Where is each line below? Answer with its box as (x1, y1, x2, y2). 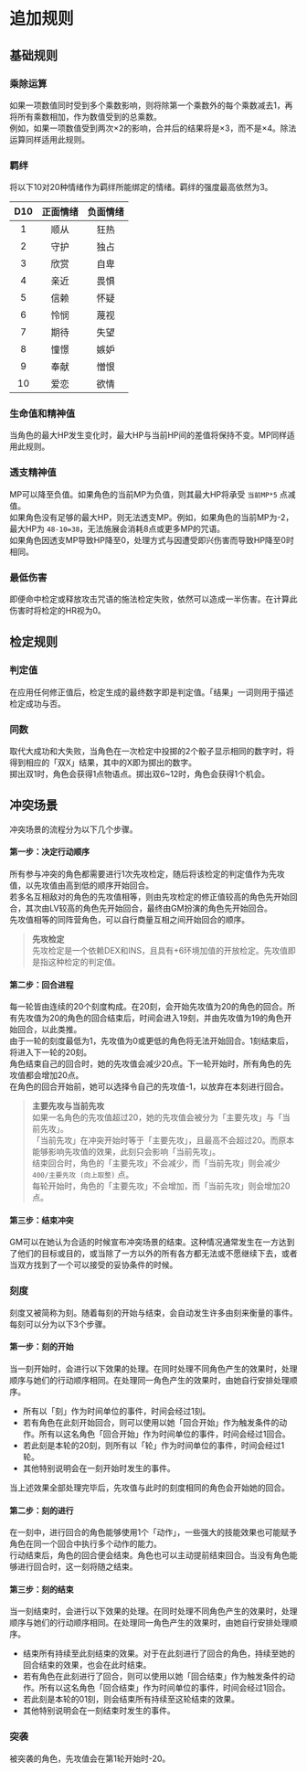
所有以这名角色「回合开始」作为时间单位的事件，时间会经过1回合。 (38, 1428, 291, 1439)
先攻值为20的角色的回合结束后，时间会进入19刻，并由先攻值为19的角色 (16, 1012, 285, 1024)
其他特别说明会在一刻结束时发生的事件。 (22, 1705, 175, 1716)
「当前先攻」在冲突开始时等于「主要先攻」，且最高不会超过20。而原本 (31, 1135, 295, 1146)
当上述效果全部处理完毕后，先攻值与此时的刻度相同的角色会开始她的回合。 (9, 1482, 290, 1493)
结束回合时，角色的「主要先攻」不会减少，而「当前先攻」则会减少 (31, 1158, 281, 1169)
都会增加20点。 (25, 1070, 84, 1081)
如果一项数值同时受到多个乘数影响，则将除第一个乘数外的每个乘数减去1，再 (9, 100, 293, 111)
